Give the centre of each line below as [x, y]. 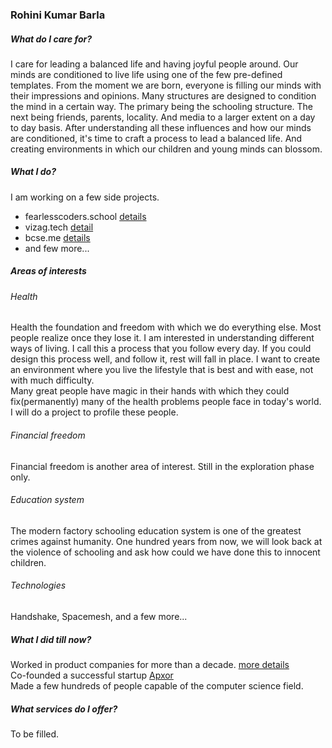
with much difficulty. [52, 380]
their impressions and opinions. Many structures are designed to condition [163, 95]
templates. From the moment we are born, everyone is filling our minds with [166, 85]
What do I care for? [51, 39]
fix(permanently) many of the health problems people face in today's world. [166, 402]
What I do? [33, 172]
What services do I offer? [64, 709]
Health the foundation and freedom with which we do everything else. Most [166, 327]
